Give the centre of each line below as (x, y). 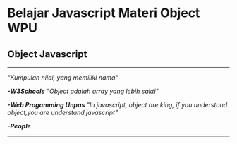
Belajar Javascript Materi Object (104, 13)
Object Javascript (47, 54)
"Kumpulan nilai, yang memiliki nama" (63, 78)
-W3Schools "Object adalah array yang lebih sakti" (83, 91)
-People (19, 126)
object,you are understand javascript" (63, 112)
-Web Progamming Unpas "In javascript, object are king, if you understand (117, 105)
